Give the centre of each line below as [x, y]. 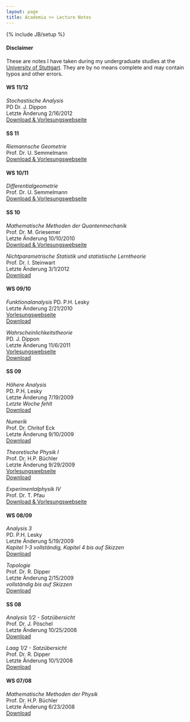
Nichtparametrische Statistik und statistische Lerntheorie [76, 256]
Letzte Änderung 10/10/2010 [41, 238]
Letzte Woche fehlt [29, 403]
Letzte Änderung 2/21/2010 [39, 308]
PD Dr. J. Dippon [26, 107]
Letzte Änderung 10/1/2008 [39, 661]
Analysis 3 [19, 528]
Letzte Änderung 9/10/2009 [40, 434]
